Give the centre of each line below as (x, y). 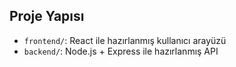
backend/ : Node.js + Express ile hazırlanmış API (121, 51)
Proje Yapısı (47, 16)
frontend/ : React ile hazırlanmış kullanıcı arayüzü (125, 40)
